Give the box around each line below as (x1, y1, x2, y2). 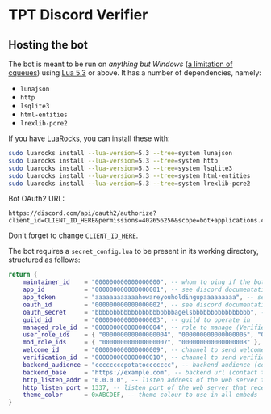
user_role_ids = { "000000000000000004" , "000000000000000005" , (23, 331, 254, 339)
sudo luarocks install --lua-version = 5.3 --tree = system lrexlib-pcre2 (8, 180, 251, 188)
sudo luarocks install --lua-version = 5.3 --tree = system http (8, 156, 219, 165)
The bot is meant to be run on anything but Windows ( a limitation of (8, 59, 233, 69)
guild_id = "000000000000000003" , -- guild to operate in (23, 315, 251, 324)
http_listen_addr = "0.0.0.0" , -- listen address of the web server (23, 376, 258, 384)
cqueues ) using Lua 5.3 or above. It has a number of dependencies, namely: (8, 68, 262, 78)
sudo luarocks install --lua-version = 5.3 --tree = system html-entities (8, 171, 251, 180)
